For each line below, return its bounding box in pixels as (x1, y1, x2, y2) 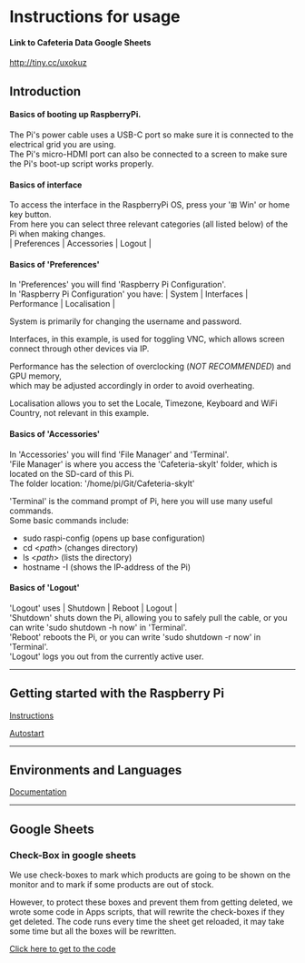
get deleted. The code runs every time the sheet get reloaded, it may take (9, 917, 285, 928)
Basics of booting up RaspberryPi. (9, 109, 142, 120)
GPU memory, (9, 370, 62, 381)
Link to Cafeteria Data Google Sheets (9, 36, 152, 47)
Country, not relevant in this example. (9, 408, 150, 419)
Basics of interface (9, 179, 83, 190)
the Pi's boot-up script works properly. (9, 157, 154, 169)
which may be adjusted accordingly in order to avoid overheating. (9, 380, 255, 391)
